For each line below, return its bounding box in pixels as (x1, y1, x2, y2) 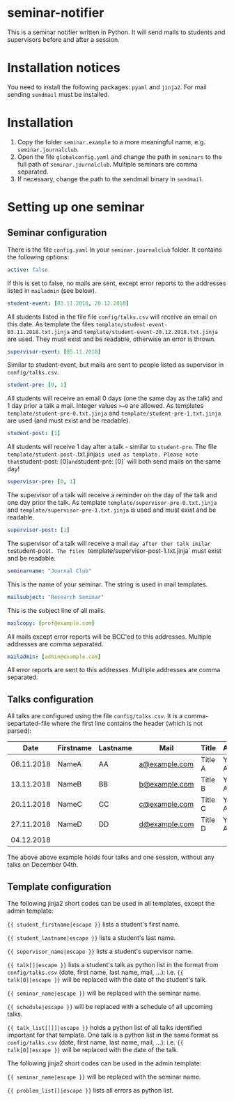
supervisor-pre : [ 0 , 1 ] (7, 478, 77, 485)
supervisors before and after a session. (7, 35, 120, 43)
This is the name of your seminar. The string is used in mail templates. (7, 580, 208, 589)
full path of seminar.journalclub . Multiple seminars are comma (17, 160, 198, 168)
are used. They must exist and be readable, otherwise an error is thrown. (7, 335, 216, 343)
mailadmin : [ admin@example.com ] (7, 653, 101, 660)
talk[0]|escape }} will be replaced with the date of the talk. (7, 1046, 179, 1054)
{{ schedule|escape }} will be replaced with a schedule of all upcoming (7, 1003, 213, 1011)
